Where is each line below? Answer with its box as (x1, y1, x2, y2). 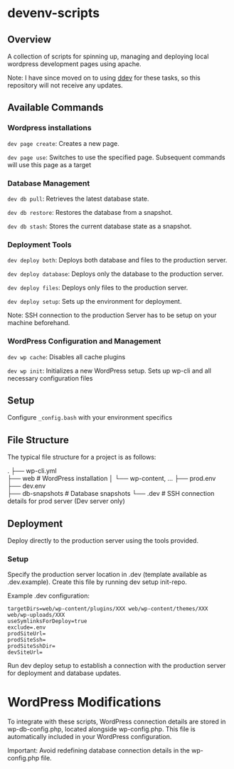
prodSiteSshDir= (7, 642, 55, 650)
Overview (7, 33, 52, 46)
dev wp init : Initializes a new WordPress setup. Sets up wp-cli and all (7, 366, 212, 375)
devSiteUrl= (7, 649, 43, 656)
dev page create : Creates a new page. (7, 139, 119, 147)
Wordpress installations (7, 123, 92, 133)
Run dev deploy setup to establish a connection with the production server (7, 662, 226, 670)
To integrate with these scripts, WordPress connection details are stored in (7, 717, 226, 726)
